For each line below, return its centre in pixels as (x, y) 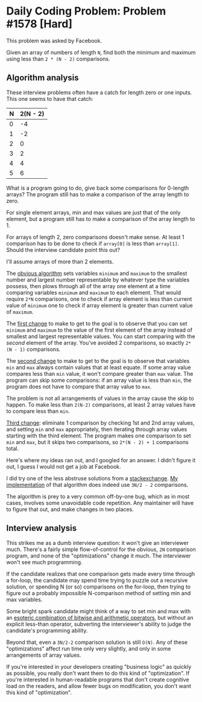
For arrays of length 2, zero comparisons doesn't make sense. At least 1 (95, 237)
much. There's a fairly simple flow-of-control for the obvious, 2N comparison (101, 549)
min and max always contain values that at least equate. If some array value (99, 367)
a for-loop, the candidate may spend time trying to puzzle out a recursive (97, 580)
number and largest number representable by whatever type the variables (98, 280)
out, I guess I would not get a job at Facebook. (64, 466)
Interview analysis (42, 528)
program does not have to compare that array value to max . (79, 386)
